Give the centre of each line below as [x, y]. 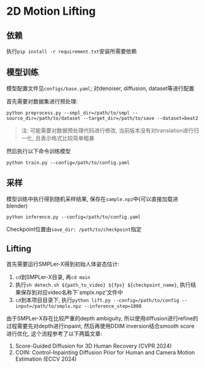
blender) [17, 206]
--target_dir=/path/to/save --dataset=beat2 [141, 118]
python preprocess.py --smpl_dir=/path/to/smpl [68, 113]
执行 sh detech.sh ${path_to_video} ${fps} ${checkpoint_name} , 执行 [103, 285]
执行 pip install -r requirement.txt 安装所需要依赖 [72, 51]
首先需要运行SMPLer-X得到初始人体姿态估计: [63, 264]
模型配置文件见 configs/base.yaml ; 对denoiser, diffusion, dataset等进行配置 [100, 88]
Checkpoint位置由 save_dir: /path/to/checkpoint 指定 [74, 229]
